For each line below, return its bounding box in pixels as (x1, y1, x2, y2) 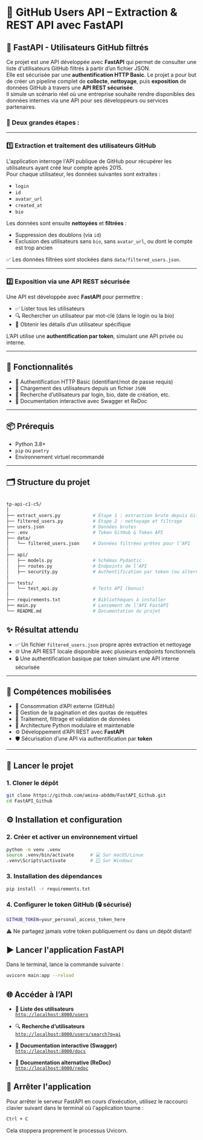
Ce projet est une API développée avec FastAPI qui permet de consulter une (6, 59, 197, 65)
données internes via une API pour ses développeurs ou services (6, 97, 169, 104)
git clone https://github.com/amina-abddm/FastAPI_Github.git (6, 793, 166, 799)
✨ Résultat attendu (6, 625, 79, 635)
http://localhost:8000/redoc (14, 1066, 89, 1072)
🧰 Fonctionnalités (6, 362, 74, 372)
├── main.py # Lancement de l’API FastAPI (6, 602, 169, 609)
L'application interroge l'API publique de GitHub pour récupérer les (6, 157, 172, 165)
